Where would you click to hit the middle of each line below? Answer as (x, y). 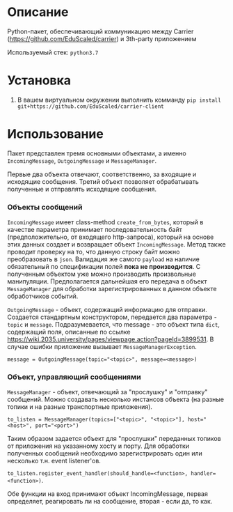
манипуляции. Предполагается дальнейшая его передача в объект (107, 281)
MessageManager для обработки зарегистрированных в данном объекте (112, 289)
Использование (56, 134)
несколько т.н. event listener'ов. (54, 461)
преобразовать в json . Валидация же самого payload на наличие (103, 259)
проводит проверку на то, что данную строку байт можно (94, 252)
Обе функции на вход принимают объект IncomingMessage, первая (108, 494)
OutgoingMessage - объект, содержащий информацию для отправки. (107, 310)
